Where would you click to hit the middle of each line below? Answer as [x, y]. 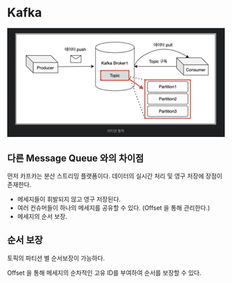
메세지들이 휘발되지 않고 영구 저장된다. [69, 199]
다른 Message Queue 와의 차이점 [76, 158]
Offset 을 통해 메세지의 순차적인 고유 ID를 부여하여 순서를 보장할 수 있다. [104, 273]
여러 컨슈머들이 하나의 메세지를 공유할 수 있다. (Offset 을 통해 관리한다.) [114, 207]
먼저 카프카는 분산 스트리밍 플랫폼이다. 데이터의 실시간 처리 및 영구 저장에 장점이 [115, 176]
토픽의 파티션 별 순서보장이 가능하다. [56, 258]
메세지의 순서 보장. [42, 216]
